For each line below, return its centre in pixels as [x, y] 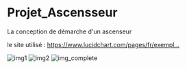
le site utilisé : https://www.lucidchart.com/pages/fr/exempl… [93, 44]
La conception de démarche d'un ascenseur [70, 31]
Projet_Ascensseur [62, 13]
